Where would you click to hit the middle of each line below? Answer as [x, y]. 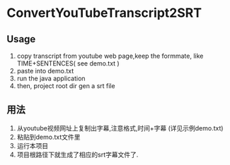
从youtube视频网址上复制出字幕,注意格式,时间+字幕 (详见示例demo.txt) [120, 128]
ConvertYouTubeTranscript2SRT [104, 13]
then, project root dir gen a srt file [66, 86]
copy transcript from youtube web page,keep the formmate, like [110, 56]
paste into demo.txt [45, 71]
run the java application [51, 78]
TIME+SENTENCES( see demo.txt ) [68, 63]
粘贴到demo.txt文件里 [48, 137]
